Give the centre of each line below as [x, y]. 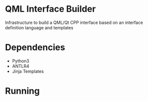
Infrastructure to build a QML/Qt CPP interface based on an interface [74, 22]
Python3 [20, 61]
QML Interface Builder [50, 9]
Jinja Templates [28, 71]
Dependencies [35, 48]
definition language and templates [39, 27]
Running [22, 91]
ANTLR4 [21, 66]
